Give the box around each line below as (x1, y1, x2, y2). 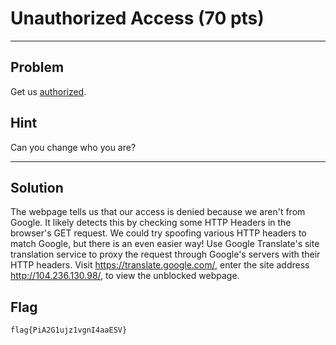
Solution (10, 179, 64, 196)
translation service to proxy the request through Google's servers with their (10, 248, 321, 261)
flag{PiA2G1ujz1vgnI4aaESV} (10, 325, 128, 336)
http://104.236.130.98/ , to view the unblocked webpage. (10, 270, 240, 282)
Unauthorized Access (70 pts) (10, 7, 265, 30)
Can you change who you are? (10, 141, 137, 153)
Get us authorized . (10, 85, 87, 97)
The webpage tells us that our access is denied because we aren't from (10, 206, 306, 218)
